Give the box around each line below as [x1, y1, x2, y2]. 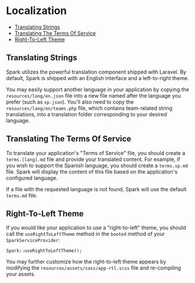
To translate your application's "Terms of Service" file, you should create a [6, 149, 186, 156]
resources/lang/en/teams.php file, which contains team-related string [6, 104, 173, 112]
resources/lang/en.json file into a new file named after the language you [6, 92, 181, 99]
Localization [6, 4, 67, 18]
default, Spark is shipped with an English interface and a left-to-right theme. [6, 74, 189, 81]
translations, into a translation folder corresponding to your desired [6, 111, 168, 118]
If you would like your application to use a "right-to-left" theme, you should [6, 224, 186, 232]
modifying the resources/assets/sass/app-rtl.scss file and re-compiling [6, 264, 181, 271]
